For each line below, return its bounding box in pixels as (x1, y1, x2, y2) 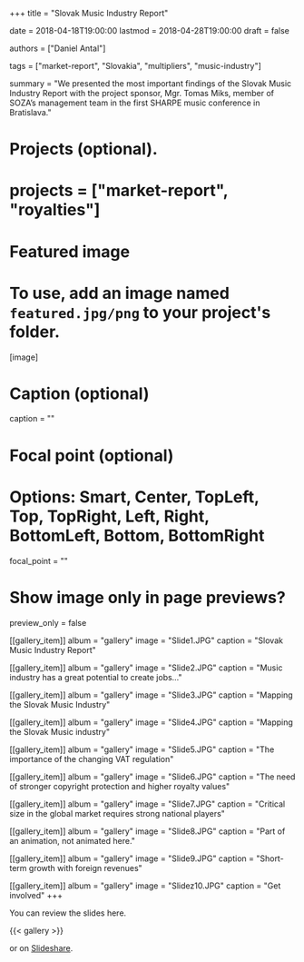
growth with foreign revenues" (28, 862, 142, 873)
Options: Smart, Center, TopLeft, (9, 486, 260, 507)
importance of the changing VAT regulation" (9, 753, 174, 764)
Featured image (9, 241, 130, 262)
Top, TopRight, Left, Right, (9, 506, 211, 526)
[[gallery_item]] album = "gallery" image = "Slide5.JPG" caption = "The (9, 744, 275, 755)
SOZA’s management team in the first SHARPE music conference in (9, 97, 260, 108)
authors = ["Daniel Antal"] (9, 43, 106, 54)
